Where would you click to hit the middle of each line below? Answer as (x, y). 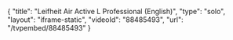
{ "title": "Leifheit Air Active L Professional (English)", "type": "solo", (116, 11)
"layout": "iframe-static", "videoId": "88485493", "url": (95, 20)
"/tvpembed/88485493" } (49, 28)
